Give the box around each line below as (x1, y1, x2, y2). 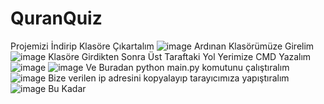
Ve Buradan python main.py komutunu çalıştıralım (85, 61, 290, 73)
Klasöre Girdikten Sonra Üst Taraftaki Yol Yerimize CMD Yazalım (48, 50, 312, 62)
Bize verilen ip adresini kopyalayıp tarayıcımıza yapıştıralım (48, 72, 290, 84)
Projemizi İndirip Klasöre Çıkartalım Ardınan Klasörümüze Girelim (10, 40, 315, 52)
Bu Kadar (48, 82, 87, 94)
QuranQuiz (10, 7, 103, 30)
